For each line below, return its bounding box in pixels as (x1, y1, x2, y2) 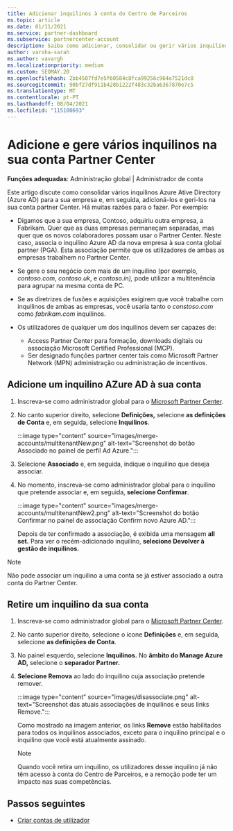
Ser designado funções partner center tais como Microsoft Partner (27, 351, 218, 360)
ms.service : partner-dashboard (7, 29, 98, 37)
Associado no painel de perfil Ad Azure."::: (17, 446, 139, 455)
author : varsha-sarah (7, 49, 70, 56)
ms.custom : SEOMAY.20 (7, 68, 70, 75)
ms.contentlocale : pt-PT (7, 94, 79, 101)
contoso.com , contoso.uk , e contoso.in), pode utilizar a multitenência (17, 274, 216, 282)
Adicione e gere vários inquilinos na (7, 137, 218, 153)
